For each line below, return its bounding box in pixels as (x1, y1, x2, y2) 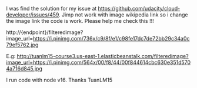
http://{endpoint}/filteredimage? (6, 29, 84, 36)
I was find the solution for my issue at (6, 5, 97, 12)
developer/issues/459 (6, 11, 59, 18)
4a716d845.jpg (6, 65, 42, 72)
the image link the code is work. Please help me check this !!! (6, 18, 154, 24)
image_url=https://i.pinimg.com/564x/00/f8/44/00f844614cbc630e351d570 (6, 59, 191, 66)
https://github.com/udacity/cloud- (98, 5, 181, 12)
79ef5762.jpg (6, 41, 39, 48)
